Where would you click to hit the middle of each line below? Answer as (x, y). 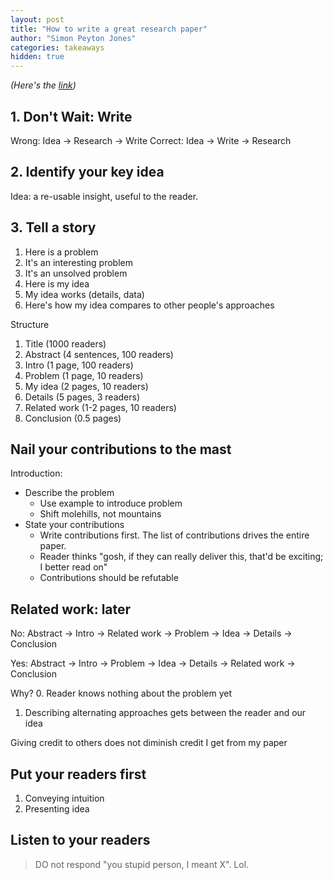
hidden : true (37, 57)
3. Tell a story (53, 227)
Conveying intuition (64, 798)
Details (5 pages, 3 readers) (82, 397)
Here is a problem (61, 252)
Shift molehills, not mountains (100, 514)
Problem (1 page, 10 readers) (84, 375)
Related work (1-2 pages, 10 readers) (100, 407)
